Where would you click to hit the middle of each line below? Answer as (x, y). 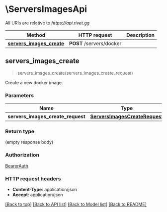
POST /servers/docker (95, 43)
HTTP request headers (33, 178)
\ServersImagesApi (46, 9)
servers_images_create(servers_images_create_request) (75, 73)
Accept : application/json (38, 195)
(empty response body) (29, 142)
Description (141, 35)
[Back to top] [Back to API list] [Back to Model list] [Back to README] (76, 204)
